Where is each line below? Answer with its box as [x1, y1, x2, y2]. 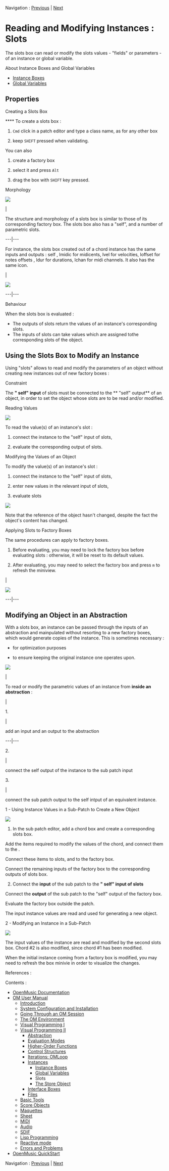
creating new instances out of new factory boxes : [5, 370, 109, 376]
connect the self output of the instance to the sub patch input [5, 767, 133, 773]
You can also [5, 147, 32, 154]
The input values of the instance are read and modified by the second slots [5, 940, 161, 946]
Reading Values [5, 405, 38, 411]
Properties [5, 95, 39, 104]
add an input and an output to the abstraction [5, 728, 99, 734]
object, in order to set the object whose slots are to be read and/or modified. [5, 395, 164, 401]
